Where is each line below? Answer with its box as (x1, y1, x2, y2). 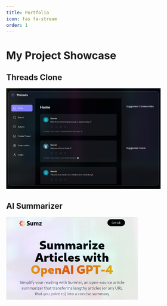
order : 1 (6, 22, 28, 28)
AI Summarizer (6, 200, 63, 211)
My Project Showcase (6, 48, 116, 62)
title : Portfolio (6, 10, 50, 16)
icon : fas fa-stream (6, 16, 58, 22)
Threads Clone (6, 72, 63, 82)
